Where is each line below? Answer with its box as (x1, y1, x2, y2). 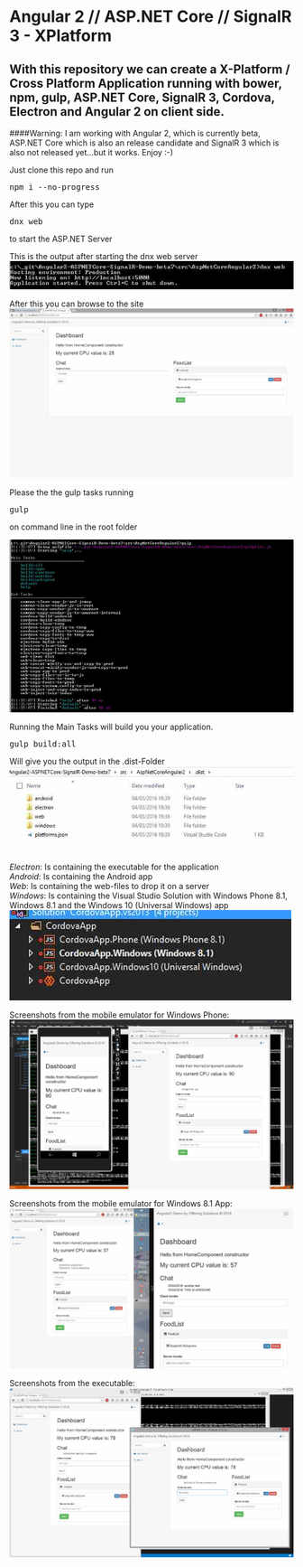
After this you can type (9, 199, 95, 210)
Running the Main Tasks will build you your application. (9, 721, 214, 733)
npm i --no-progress (9, 183, 101, 192)
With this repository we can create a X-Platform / (9, 61, 290, 77)
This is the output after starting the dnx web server (9, 251, 198, 261)
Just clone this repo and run (9, 164, 115, 175)
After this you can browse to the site (9, 298, 144, 309)
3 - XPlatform (9, 25, 113, 46)
